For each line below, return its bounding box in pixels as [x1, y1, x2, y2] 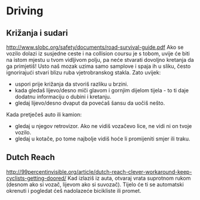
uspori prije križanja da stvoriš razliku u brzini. [14, 80, 128, 87]
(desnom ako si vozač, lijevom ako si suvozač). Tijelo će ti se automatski [6, 180, 184, 188]
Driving [6, 4, 44, 18]
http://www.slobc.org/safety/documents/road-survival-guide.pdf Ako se [6, 43, 184, 51]
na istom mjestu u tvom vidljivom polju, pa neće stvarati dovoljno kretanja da [6, 57, 194, 63]
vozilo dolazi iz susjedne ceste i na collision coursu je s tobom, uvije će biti [6, 50, 190, 57]
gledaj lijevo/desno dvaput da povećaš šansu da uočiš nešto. [14, 99, 165, 107]
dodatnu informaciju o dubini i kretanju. [14, 93, 112, 100]
